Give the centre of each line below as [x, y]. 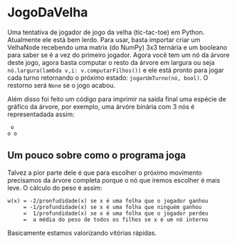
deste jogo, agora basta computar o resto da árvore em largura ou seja [111, 62]
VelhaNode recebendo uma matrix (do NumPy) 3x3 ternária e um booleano [117, 47]
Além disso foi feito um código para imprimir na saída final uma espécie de [117, 99]
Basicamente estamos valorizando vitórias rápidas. [82, 233]
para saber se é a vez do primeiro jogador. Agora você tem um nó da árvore [118, 55]
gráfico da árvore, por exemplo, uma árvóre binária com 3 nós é [101, 106]
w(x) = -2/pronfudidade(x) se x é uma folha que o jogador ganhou [108, 200]
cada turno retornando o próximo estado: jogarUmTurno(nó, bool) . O [108, 77]
